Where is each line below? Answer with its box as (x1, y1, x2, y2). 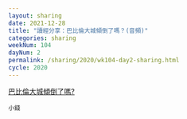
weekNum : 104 (8, 42, 52, 50)
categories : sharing (8, 34, 77, 42)
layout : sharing (8, 11, 62, 20)
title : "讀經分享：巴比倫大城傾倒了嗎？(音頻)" (8, 26, 149, 34)
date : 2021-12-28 (8, 19, 66, 27)
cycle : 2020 (8, 64, 48, 72)
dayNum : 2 (8, 49, 41, 57)
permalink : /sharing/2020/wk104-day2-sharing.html (8, 57, 180, 65)
